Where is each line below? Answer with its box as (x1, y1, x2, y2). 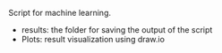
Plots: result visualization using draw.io (21, 34, 165, 44)
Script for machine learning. (8, 8, 111, 18)
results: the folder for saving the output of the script (21, 25, 213, 34)
